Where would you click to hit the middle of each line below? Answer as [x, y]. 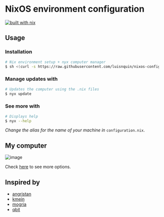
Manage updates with [31, 79]
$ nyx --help [18, 121]
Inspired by [22, 182]
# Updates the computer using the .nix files [52, 89]
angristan [22, 194]
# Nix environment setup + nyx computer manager [55, 62]
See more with [22, 106]
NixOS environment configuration [75, 9]
